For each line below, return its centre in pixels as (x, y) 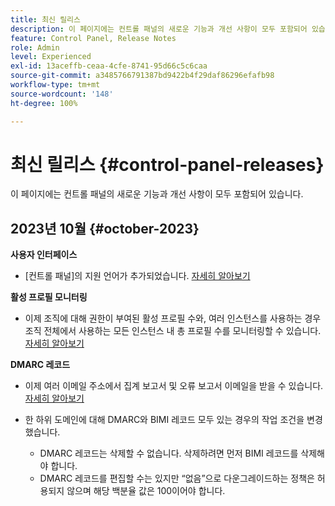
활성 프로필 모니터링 (49, 297)
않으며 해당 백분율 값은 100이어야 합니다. (146, 491)
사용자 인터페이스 (44, 255)
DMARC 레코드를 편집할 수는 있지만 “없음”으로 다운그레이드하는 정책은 (177, 478)
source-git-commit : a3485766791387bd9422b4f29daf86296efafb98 (142, 76)
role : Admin (35, 47)
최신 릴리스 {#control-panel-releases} (167, 164)
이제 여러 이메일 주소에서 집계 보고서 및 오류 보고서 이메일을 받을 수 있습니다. (174, 386)
